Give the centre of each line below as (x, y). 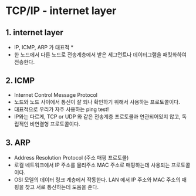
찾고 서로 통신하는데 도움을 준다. (62, 187)
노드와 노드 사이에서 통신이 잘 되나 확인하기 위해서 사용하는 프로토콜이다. (97, 102)
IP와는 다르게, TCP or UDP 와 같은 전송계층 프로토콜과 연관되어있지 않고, (97, 116)
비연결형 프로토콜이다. (55, 124)
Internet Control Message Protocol (56, 94)
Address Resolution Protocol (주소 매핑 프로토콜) (71, 157)
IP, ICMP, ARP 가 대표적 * (44, 47)
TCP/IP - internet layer (61, 11)
